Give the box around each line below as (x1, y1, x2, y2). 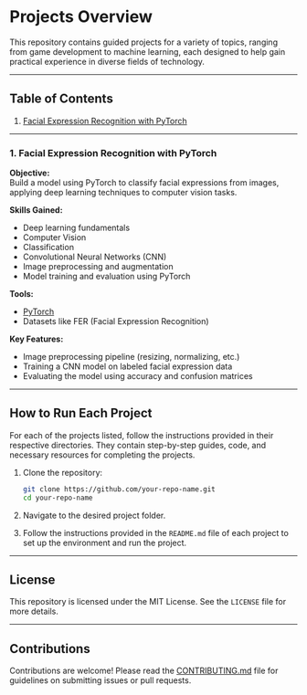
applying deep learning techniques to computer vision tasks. (9, 187, 238, 198)
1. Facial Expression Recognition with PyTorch (9, 146, 217, 159)
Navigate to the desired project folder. (22, 510, 166, 521)
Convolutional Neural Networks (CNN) (22, 251, 167, 262)
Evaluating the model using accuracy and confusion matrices (22, 371, 253, 382)
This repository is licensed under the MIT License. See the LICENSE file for (9, 596, 286, 607)
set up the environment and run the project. (22, 537, 187, 548)
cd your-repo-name (22, 493, 93, 502)
